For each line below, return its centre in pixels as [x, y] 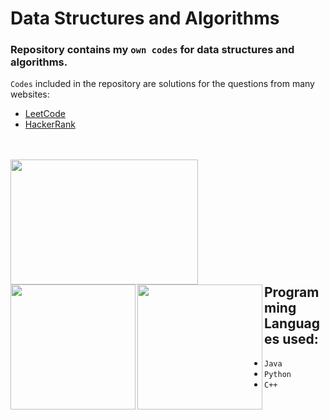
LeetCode [45, 114]
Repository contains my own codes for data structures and [152, 50]
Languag [292, 323]
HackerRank [50, 124]
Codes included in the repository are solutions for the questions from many [162, 84]
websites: [30, 94]
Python [278, 375]
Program [292, 292]
